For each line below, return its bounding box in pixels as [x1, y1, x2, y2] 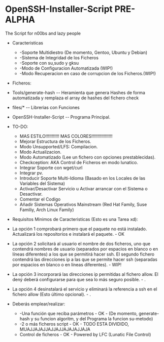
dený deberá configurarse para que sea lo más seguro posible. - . [12, 276, 146, 282]
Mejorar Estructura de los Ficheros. [19, 138, 92, 144]
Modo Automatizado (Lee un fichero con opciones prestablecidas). [19, 154, 156, 160]
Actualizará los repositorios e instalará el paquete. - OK [12, 231, 125, 237]
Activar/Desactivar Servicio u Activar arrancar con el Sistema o [19, 185, 148, 191]
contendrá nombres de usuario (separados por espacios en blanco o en [12, 246, 159, 252]
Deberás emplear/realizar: [12, 300, 66, 307]
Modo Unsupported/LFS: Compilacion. [19, 143, 98, 149]
